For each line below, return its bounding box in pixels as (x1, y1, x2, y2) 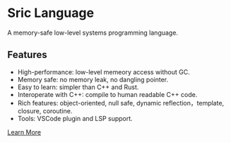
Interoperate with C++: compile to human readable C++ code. (17, 90, 198, 98)
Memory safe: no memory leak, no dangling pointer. (17, 75, 169, 84)
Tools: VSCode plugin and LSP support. (17, 114, 133, 122)
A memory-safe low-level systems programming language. (7, 28, 179, 37)
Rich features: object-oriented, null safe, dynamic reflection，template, (17, 98, 225, 107)
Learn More (7, 127, 42, 136)
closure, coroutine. (17, 106, 73, 115)
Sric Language (7, 5, 94, 21)
